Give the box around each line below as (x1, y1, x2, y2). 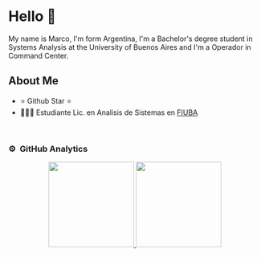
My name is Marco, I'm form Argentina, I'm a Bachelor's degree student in (8, 34, 253, 43)
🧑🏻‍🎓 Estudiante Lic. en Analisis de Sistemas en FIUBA (19, 108, 198, 117)
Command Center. (8, 51, 69, 60)
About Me (8, 74, 59, 88)
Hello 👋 (8, 7, 56, 26)
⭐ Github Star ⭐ (19, 96, 72, 105)
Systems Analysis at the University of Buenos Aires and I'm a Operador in (8, 42, 251, 51)
